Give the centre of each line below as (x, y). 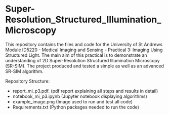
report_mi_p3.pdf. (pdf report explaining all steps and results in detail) (85, 91)
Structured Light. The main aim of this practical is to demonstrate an (76, 55)
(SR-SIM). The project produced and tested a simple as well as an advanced (85, 66)
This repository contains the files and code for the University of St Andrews (84, 44)
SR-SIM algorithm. (24, 71)
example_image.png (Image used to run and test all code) (73, 101)
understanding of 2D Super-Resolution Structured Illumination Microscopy (82, 60)
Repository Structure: (28, 81)
